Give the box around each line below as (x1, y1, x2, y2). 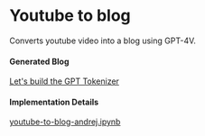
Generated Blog (9, 56, 70, 67)
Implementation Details (9, 96, 99, 107)
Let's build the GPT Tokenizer (9, 76, 120, 86)
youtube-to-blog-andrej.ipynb (9, 116, 121, 127)
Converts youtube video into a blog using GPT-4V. (9, 35, 197, 46)
